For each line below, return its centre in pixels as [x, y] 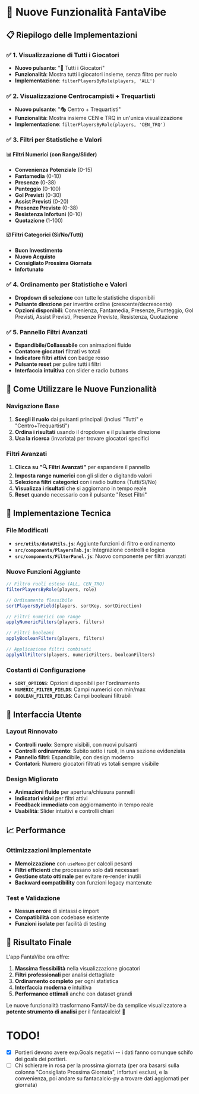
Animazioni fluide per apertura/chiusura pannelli [75, 792]
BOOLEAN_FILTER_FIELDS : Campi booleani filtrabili [73, 696]
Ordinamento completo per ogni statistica [67, 981]
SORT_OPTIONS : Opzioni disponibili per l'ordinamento [77, 683]
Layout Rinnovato [32, 732]
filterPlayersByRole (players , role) [51, 589]
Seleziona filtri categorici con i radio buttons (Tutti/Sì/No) [86, 482]
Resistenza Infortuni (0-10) [48, 214]
